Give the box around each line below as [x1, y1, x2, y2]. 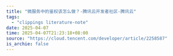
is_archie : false [6, 41, 49, 47]
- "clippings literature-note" [11, 19, 89, 25]
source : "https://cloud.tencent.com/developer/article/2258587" [6, 36, 168, 41]
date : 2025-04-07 [6, 24, 49, 31]
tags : [6, 14, 19, 20]
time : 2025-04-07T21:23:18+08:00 [6, 30, 89, 36]
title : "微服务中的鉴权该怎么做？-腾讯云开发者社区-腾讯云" [6, 8, 137, 15]
